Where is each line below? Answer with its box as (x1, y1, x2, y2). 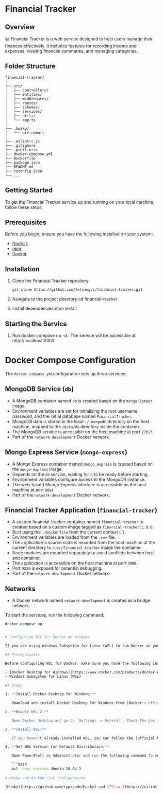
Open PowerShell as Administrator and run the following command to (11, 753, 153, 758)
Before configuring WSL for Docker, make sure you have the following (5, 661, 151, 666)
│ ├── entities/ (5, 92, 42, 97)
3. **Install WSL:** (5, 727, 47, 732)
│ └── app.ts (5, 118, 36, 123)
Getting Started (5, 186, 53, 194)
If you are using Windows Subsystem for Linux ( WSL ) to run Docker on (5, 643, 151, 648)
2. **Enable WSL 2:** (5, 709, 49, 714)
